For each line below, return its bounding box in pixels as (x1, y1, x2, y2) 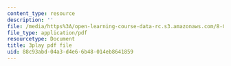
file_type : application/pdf (7, 29, 88, 36)
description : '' (7, 16, 54, 23)
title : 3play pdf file (7, 42, 72, 49)
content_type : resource (7, 10, 76, 17)
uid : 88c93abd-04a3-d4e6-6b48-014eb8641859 (7, 49, 134, 56)
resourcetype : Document (7, 36, 76, 43)
